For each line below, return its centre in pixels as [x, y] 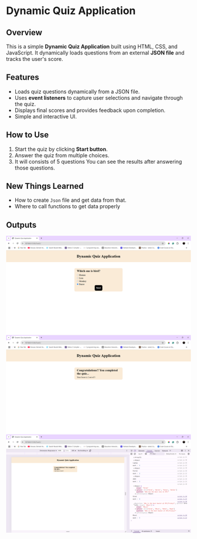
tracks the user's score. [35, 59]
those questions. [35, 168]
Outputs [21, 225]
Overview [24, 33]
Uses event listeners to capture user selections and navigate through [98, 97]
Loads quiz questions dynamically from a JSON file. [77, 91]
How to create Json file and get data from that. [70, 200]
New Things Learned [45, 186]
